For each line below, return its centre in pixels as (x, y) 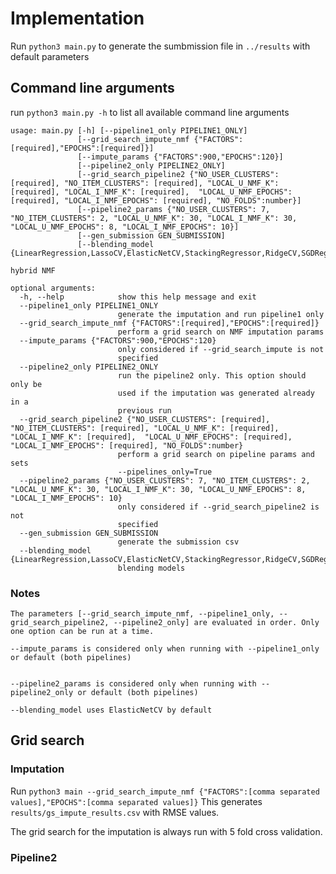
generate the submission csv (178, 542)
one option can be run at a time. (82, 632)
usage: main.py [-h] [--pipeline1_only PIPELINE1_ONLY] (129, 130)
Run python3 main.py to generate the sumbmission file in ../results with (160, 46)
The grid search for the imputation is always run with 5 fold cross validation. (166, 831)
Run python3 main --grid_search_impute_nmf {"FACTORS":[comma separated (165, 791)
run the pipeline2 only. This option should (212, 375)
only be (26, 384)
